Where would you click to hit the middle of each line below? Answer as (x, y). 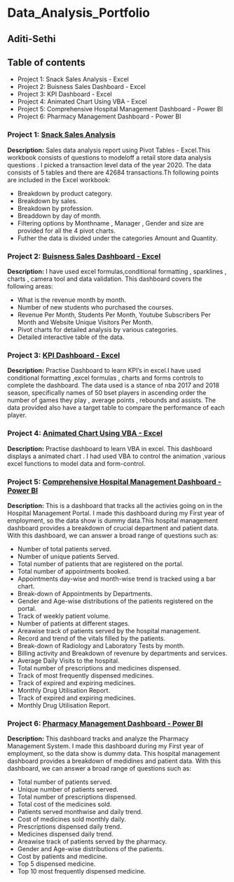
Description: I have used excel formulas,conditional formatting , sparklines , (117, 271)
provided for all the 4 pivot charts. (66, 230)
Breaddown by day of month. (59, 216)
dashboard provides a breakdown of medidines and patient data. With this (114, 761)
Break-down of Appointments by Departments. (85, 593)
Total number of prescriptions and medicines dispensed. (99, 668)
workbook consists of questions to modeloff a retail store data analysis (109, 157)
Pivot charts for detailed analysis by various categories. (98, 329)
